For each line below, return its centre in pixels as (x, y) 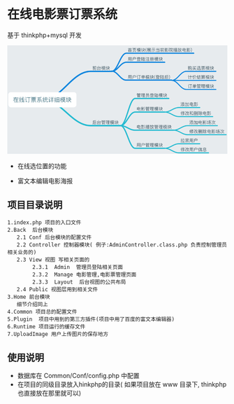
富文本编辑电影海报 (45, 181)
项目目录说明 (35, 205)
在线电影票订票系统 (63, 14)
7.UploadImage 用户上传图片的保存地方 (58, 334)
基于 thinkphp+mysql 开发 (45, 35)
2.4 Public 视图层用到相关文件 (57, 290)
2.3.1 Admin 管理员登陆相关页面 (78, 267)
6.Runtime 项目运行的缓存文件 (46, 327)
